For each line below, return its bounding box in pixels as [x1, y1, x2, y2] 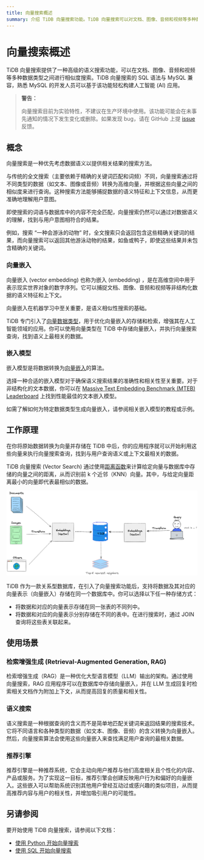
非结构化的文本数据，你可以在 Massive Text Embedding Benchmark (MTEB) [6, 385, 195, 392]
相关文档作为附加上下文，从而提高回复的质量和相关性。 [11, 688, 150, 695]
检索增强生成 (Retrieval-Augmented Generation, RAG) [6, 657, 167, 666]
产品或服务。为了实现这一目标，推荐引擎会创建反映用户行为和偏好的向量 [6, 774, 187, 781]
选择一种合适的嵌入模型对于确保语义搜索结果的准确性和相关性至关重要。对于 [6, 377, 198, 384]
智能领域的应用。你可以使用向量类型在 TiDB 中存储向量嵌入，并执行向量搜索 [6, 325, 197, 332]
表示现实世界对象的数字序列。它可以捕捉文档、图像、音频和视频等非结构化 [6, 283, 192, 291]
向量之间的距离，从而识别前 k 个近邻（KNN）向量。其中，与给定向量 [16, 470, 189, 478]
